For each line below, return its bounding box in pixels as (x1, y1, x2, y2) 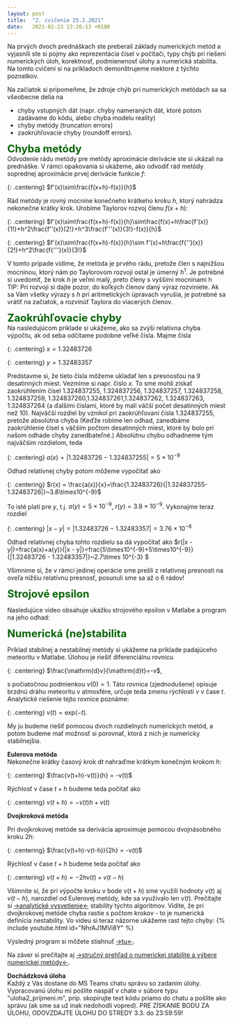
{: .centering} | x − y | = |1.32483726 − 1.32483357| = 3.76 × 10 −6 (7, 523, 193, 532)
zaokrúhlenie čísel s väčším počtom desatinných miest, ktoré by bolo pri (7, 423, 214, 432)
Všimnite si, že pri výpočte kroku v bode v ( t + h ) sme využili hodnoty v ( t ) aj (7, 887, 222, 895)
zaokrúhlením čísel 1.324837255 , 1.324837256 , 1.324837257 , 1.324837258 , (7, 386, 223, 395)
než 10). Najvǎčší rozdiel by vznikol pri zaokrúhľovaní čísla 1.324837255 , (7, 409, 215, 417)
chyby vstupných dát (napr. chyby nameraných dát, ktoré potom (17, 106, 202, 115)
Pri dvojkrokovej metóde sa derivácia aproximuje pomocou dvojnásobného (7, 825, 221, 834)
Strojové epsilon (7, 587, 90, 601)
